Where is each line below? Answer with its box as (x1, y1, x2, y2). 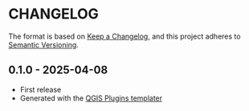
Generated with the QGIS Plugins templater (19, 93, 163, 103)
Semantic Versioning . (8, 39, 79, 49)
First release (19, 84, 62, 94)
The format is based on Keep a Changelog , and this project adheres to (8, 31, 241, 41)
